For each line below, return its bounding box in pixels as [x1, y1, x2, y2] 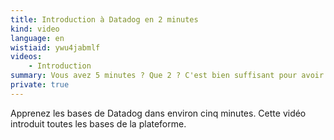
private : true [10, 80, 70, 90]
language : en [10, 33, 65, 43]
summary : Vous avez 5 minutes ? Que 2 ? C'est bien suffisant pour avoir [10, 71, 325, 81]
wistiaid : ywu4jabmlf [10, 42, 101, 53]
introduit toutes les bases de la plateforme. [10, 117, 187, 130]
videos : [10, 52, 43, 62]
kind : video [10, 24, 60, 34]
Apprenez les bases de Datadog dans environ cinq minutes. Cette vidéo [10, 107, 307, 119]
